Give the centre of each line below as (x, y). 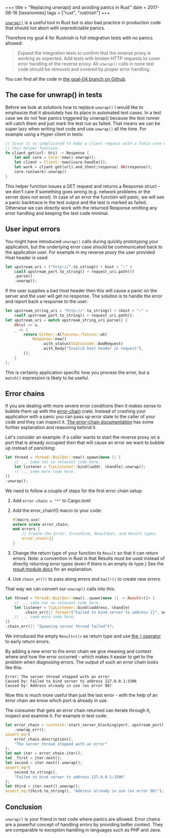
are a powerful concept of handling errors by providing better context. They (84, 825)
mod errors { (26, 529)
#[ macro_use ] (26, 520)
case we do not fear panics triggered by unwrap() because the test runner (83, 118)
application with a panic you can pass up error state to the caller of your (80, 417)
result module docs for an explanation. (53, 569)
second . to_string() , (36, 772)
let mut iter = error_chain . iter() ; (44, 753)
